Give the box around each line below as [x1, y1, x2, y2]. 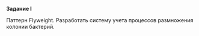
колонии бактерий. [6, 23, 55, 30]
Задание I [6, 5, 32, 12]
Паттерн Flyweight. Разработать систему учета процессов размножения [6, 17, 194, 23]
